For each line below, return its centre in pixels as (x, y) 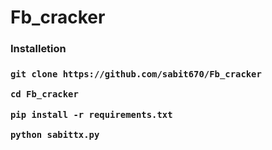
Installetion (38, 49)
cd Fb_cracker (44, 94)
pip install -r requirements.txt (91, 114)
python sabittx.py (55, 135)
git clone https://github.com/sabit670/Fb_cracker (136, 74)
